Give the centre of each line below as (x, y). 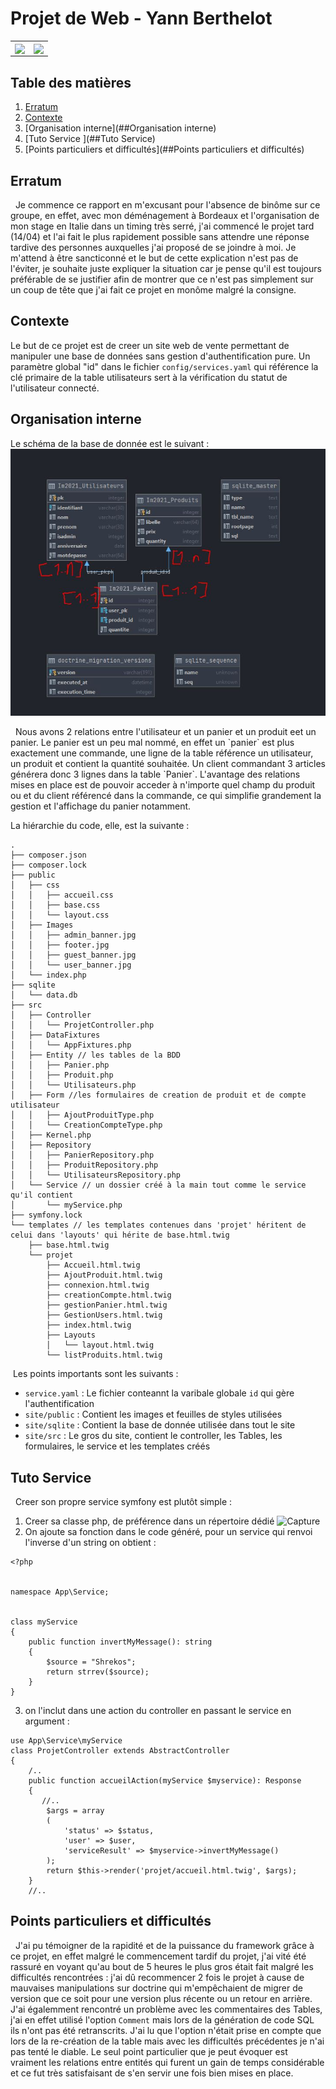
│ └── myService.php (66, 1205)
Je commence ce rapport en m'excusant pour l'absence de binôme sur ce (167, 204)
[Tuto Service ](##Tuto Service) (90, 139)
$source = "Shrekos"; (91, 1662)
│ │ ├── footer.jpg (60, 945)
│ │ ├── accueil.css (62, 895)
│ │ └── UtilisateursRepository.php (96, 1175)
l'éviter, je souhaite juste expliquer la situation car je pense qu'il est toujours (166, 268)
